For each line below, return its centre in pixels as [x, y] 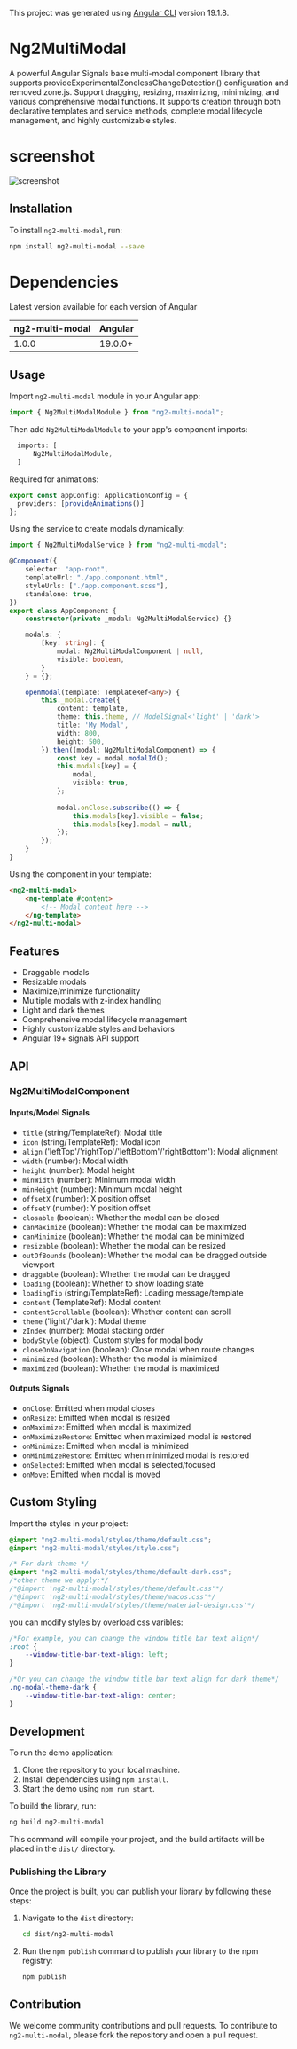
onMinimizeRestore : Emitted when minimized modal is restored [136, 1455]
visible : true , [100, 783]
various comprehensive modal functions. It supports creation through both [145, 101]
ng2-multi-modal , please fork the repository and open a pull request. [134, 2035]
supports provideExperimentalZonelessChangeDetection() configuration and [149, 83]
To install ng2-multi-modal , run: [66, 230]
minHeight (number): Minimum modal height [102, 1189]
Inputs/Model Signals [50, 1113]
